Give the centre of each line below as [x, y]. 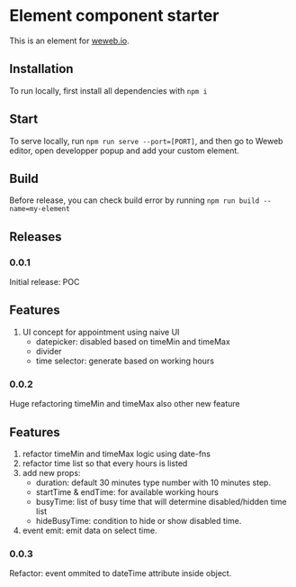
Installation [41, 69]
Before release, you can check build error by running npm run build [135, 200]
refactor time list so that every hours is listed [105, 463]
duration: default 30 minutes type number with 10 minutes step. [153, 482]
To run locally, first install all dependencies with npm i [108, 90]
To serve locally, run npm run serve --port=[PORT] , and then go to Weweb [146, 141]
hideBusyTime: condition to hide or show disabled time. [139, 520]
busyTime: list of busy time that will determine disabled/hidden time [161, 501]
